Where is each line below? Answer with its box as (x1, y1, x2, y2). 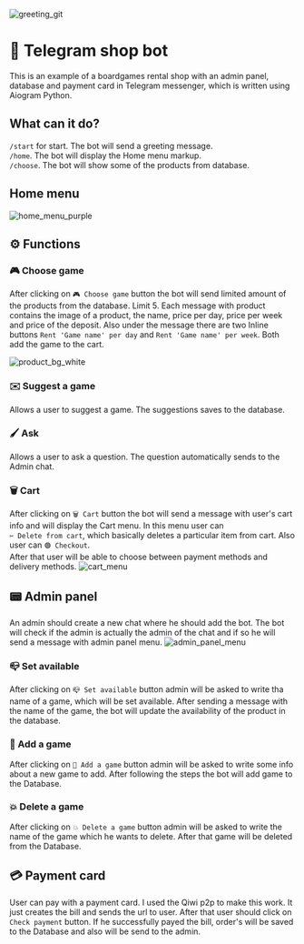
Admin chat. (9, 460, 54, 472)
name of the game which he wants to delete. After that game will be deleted (9, 830, 293, 841)
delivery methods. (9, 561, 77, 572)
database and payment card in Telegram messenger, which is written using (9, 80, 290, 91)
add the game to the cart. (9, 339, 104, 350)
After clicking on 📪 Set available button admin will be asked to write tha (9, 684, 284, 695)
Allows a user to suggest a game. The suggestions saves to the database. (9, 404, 286, 415)
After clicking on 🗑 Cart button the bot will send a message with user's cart (9, 508, 293, 519)
